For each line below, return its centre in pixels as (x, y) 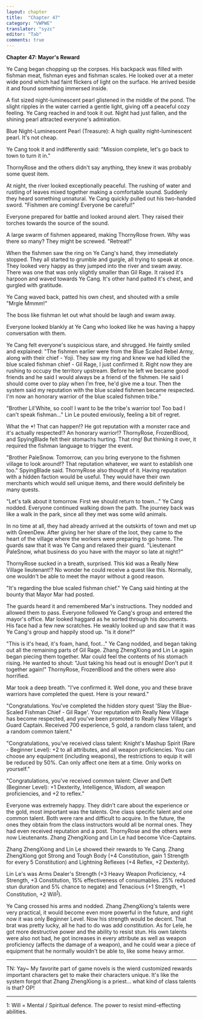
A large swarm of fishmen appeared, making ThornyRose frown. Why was (98, 235)
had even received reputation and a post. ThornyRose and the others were (99, 831)
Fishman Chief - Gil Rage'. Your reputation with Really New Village (107, 712)
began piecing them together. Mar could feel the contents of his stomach (97, 657)
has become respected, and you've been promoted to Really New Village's (99, 719)
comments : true (25, 40)
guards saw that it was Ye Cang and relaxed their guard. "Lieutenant (91, 545)
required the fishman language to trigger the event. (70, 445)
